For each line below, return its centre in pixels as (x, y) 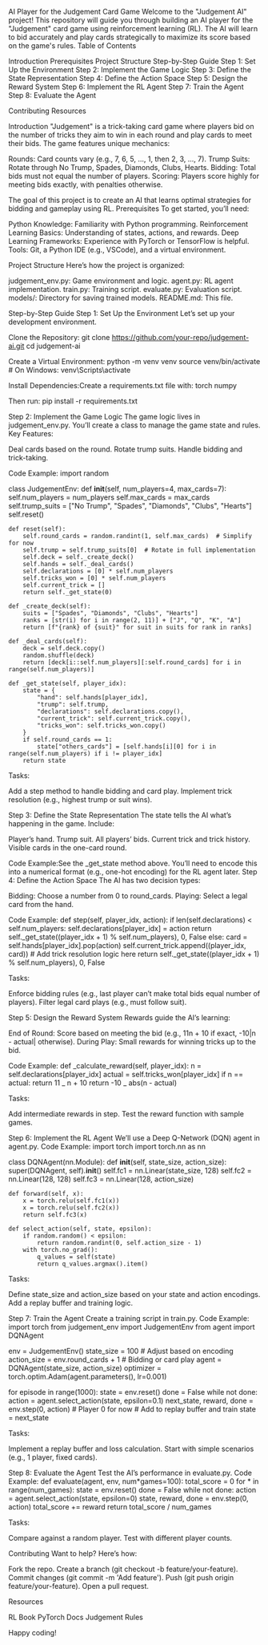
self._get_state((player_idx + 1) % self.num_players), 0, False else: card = (128, 937)
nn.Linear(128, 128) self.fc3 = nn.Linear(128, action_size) (101, 1179)
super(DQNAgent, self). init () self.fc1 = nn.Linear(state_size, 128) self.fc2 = (130, 1171)
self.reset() (26, 514)
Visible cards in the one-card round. (68, 848)
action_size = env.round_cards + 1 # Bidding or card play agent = (115, 1359)
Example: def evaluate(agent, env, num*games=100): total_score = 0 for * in (134, 1481)
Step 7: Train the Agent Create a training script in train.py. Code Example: (129, 1318)
